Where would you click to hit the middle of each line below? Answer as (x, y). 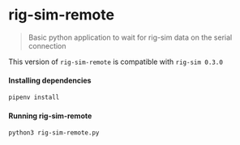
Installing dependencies (50, 80)
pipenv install (34, 98)
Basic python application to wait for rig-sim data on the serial (130, 37)
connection (47, 45)
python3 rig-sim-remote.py (54, 133)
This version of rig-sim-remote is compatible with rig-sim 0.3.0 (116, 62)
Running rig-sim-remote (50, 116)
